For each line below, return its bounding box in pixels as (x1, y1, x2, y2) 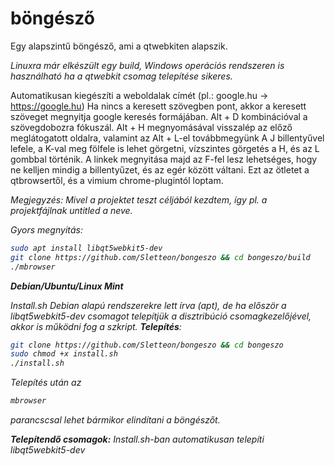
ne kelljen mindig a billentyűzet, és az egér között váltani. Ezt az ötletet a (10, 163, 310, 176)
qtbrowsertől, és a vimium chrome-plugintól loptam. (10, 174, 224, 186)
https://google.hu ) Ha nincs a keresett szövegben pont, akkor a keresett (10, 100, 307, 112)
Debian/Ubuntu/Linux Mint (10, 280, 124, 292)
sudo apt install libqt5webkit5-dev (10, 243, 163, 253)
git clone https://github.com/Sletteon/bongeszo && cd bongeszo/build (10, 252, 311, 262)
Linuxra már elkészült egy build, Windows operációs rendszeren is (10, 59, 285, 71)
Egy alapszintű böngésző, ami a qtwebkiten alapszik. (10, 40, 228, 52)
